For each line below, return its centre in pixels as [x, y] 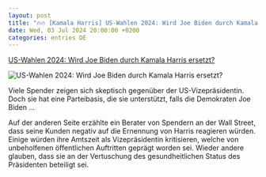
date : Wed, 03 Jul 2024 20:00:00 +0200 [74, 30]
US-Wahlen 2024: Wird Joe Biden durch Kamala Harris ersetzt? [112, 60]
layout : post [30, 15]
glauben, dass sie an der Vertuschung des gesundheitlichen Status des [124, 156]
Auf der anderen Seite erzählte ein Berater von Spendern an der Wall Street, [132, 122]
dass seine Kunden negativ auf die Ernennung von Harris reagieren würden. [132, 131]
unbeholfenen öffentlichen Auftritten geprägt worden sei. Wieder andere [126, 148]
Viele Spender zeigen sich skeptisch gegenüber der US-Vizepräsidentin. [126, 91]
